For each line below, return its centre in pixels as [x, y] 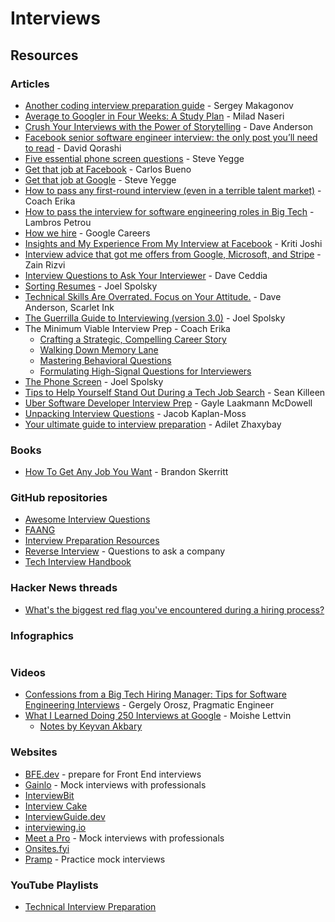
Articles [30, 84]
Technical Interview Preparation [90, 906]
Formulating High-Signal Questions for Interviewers [145, 371]
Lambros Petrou [58, 222]
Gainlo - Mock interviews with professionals [115, 784]
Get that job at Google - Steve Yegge [100, 179]
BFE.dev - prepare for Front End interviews [113, 774]
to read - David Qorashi [73, 148]
